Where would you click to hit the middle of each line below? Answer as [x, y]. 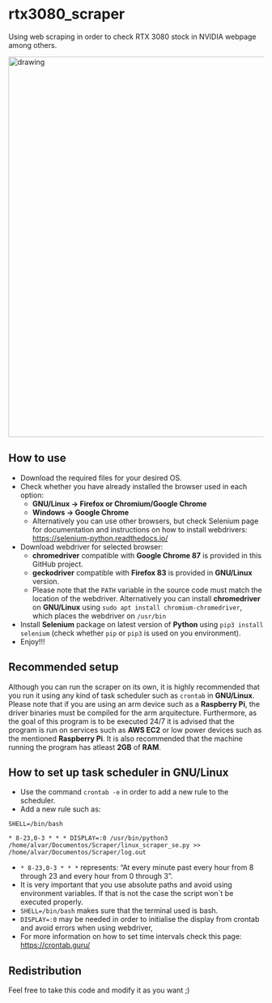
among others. [33, 45]
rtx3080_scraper [67, 14]
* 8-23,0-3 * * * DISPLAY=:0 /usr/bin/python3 [88, 838]
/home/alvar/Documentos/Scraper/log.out [78, 853]
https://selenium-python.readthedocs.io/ [100, 538]
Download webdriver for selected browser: [91, 547]
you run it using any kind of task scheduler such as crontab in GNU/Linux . [132, 695]
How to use [37, 458]
